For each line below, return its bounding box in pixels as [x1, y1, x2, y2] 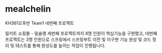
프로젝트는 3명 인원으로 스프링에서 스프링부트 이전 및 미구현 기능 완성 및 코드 [5, 36, 151, 42]
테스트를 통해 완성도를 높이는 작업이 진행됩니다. [15, 42, 106, 48]
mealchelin [5, 3, 51, 15]
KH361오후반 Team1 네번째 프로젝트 [5, 20, 74, 26]
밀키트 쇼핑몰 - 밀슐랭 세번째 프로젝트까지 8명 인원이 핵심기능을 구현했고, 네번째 [5, 30, 158, 36]
